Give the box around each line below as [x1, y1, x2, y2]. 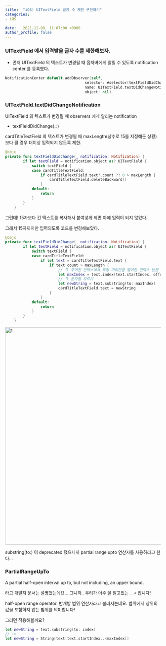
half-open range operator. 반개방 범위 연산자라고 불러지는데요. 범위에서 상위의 [5, 600, 158, 606]
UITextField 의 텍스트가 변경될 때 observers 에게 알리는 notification [5, 113, 137, 119]
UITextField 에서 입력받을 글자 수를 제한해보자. [5, 48, 111, 55]
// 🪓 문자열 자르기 [58, 277, 94, 282]
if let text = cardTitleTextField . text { [40, 258, 127, 263]
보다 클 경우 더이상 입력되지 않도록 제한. [5, 140, 82, 145]
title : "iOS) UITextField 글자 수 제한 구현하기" [5, 7, 102, 12]
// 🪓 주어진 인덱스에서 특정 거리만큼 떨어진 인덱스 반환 [58, 267, 159, 272]
